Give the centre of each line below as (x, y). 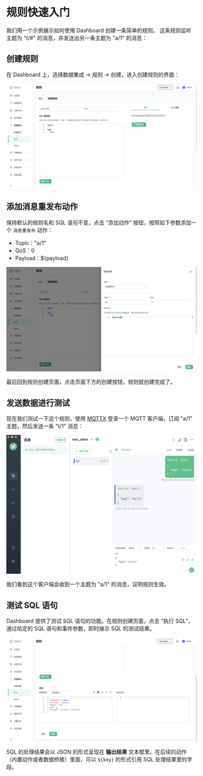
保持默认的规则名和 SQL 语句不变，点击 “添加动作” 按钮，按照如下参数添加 (99, 222)
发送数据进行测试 (38, 403)
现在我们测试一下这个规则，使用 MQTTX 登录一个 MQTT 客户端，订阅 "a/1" (99, 419)
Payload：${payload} (42, 258)
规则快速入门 (38, 12)
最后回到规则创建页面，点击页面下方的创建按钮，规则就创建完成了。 (91, 382)
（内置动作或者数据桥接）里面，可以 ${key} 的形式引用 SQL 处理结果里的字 (99, 760)
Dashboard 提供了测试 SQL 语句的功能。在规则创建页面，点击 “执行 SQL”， (100, 621)
